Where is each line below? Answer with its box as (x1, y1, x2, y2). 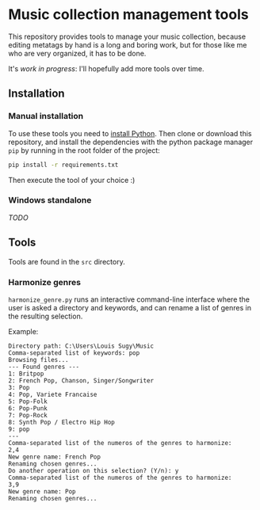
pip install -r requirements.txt (8, 161, 119, 169)
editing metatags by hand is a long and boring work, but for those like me (8, 40, 247, 49)
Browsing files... (8, 356, 69, 363)
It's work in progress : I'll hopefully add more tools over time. (8, 63, 205, 73)
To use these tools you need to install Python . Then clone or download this (8, 128, 252, 138)
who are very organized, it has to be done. (8, 48, 147, 58)
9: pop (8, 425, 30, 433)
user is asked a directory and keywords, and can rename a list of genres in (8, 303, 252, 312)
